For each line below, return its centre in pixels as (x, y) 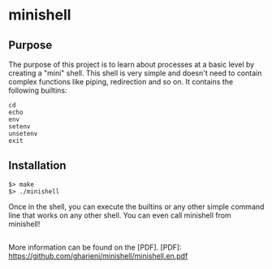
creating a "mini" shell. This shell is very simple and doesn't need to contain (135, 73)
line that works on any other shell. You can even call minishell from (120, 215)
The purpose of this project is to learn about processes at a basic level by (132, 64)
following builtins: (38, 90)
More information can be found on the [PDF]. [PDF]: (95, 247)
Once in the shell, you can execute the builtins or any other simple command (136, 206)
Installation (37, 165)
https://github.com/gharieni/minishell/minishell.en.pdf (98, 256)
